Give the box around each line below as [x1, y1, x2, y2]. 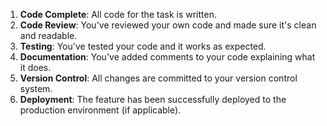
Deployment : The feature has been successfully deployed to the [19, 94, 287, 105]
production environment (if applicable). [19, 104, 182, 116]
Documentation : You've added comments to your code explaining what [19, 51, 316, 63]
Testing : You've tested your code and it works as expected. [19, 40, 267, 52]
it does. [19, 62, 52, 73]
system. [19, 83, 53, 94]
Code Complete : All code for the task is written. [19, 9, 217, 20]
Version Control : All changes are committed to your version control [19, 72, 298, 84]
